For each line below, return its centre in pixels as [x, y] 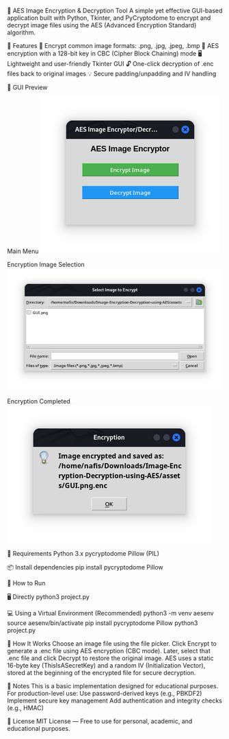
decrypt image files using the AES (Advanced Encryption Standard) [102, 25]
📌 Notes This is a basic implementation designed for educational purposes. [113, 685]
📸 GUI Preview [27, 87]
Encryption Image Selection [46, 265]
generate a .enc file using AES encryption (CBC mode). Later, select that [109, 650]
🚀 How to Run [26, 583]
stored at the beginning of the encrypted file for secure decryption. [102, 672]
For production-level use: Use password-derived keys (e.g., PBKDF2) [105, 693]
